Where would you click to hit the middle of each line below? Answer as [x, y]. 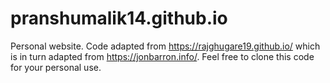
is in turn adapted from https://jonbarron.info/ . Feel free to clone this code [162, 56]
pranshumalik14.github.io [119, 18]
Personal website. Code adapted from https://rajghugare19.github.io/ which [165, 46]
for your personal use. [56, 67]
